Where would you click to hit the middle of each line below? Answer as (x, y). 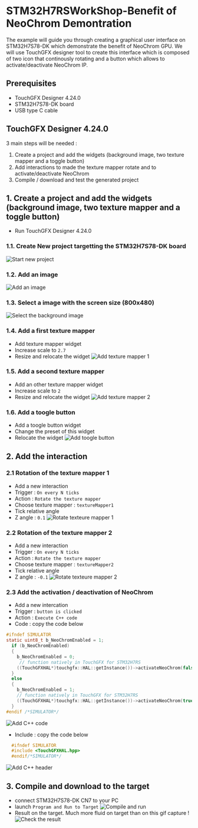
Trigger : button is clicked (48, 611)
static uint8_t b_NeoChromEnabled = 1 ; (55, 640)
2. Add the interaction (47, 456)
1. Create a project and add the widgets (79, 198)
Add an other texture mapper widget (59, 384)
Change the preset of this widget (55, 431)
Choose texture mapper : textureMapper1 (64, 505)
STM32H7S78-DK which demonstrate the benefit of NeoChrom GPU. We (94, 46)
